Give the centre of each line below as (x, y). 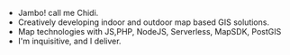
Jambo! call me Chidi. (58, 13)
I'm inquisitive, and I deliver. (69, 41)
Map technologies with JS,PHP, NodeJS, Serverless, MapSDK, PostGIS (150, 31)
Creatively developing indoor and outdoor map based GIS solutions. (144, 22)
